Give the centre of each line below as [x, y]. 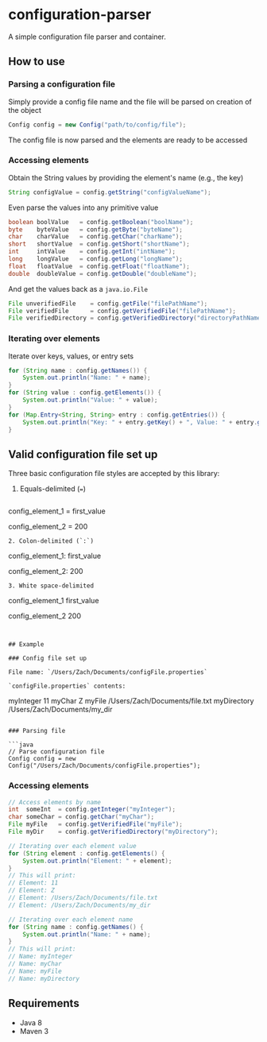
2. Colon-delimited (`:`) [51, 541]
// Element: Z [32, 891]
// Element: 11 [33, 883]
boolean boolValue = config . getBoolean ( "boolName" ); [101, 222]
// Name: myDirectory [44, 978]
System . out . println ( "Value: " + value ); [90, 400]
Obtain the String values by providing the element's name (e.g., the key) [126, 177]
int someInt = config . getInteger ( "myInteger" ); [92, 810]
